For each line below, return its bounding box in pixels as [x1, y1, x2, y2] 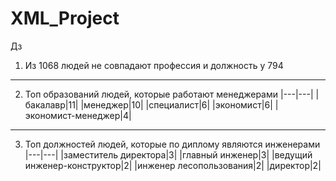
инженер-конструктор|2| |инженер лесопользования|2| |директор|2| [24, 159, 322, 171]
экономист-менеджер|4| [24, 109, 132, 121]
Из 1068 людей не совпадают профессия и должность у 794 [24, 59, 284, 71]
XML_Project [10, 7, 120, 30]
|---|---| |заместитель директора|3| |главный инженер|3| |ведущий [24, 148, 313, 161]
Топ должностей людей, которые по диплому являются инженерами [24, 138, 321, 150]
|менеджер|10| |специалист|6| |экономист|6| [80, 98, 273, 111]
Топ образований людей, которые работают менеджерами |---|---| [24, 88, 314, 100]
